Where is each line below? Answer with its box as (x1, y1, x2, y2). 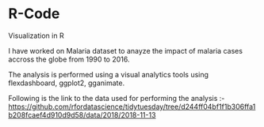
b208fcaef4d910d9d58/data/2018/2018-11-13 (8, 110, 156, 119)
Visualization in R (8, 31, 65, 40)
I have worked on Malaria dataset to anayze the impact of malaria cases (8, 46, 243, 55)
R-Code (8, 5, 60, 23)
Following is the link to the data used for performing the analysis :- (8, 93, 225, 103)
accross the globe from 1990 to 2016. (8, 54, 130, 64)
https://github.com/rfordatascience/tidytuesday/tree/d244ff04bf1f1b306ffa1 (8, 102, 256, 111)
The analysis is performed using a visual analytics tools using (8, 69, 209, 79)
